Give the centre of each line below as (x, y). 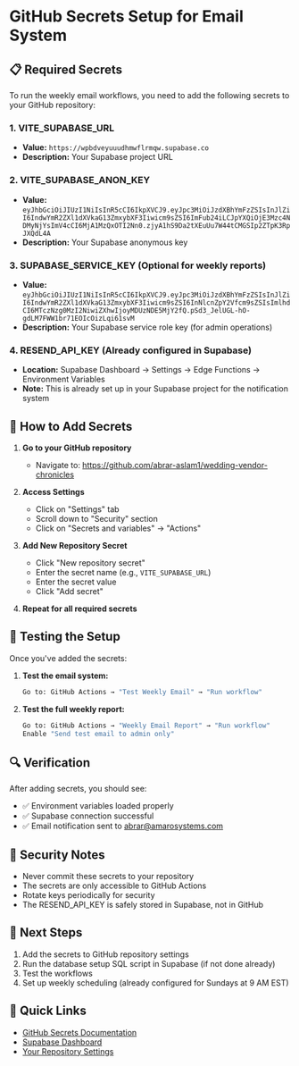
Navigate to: (58, 465)
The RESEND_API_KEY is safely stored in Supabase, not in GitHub (143, 905)
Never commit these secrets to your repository (108, 877)
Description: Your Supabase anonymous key (105, 242)
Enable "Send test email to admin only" (98, 734)
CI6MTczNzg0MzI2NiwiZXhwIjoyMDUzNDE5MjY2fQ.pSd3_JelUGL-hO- (136, 310)
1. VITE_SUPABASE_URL (62, 128)
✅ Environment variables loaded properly (98, 806)
